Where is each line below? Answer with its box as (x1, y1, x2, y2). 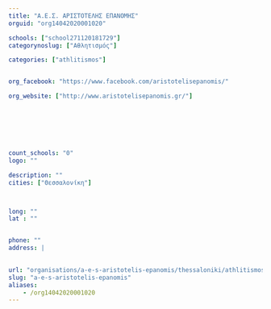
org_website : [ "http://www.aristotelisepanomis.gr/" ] (8, 92, 194, 101)
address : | (8, 244, 45, 253)
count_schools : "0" (8, 149, 74, 157)
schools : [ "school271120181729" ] (8, 34, 121, 42)
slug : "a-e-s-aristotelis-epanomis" (8, 274, 131, 282)
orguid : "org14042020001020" (8, 19, 106, 27)
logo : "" (8, 157, 38, 165)
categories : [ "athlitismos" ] (8, 56, 106, 65)
